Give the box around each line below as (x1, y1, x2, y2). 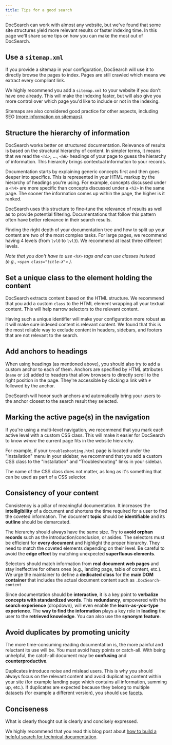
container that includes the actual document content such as (5, 576, 135, 583)
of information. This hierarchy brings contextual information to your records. (5, 159, 166, 165)
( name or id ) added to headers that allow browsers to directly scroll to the (5, 371, 159, 378)
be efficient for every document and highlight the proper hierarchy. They (5, 539, 160, 546)
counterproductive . (5, 658, 48, 664)
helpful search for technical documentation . (5, 734, 98, 740)
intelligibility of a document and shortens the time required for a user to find (5, 508, 167, 514)
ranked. (5, 196, 22, 202)
